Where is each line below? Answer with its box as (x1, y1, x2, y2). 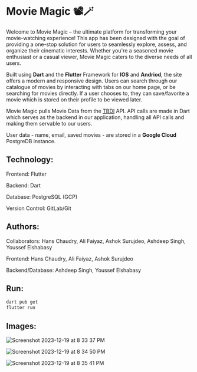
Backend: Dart (6, 182, 41, 189)
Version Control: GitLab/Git (6, 205, 72, 212)
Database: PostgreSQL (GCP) (6, 193, 78, 200)
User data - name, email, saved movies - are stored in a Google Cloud (6, 131, 177, 139)
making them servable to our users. (6, 120, 93, 127)
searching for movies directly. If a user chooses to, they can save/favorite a (6, 90, 189, 97)
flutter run (6, 305, 35, 311)
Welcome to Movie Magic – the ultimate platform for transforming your (6, 28, 177, 35)
